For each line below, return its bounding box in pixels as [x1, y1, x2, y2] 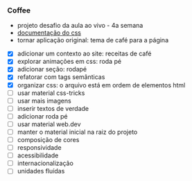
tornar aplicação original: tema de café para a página [17, 36, 168, 44]
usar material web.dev [17, 120, 81, 128]
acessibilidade [17, 151, 59, 160]
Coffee [7, 6, 31, 15]
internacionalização [17, 159, 74, 168]
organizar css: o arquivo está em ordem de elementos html [17, 80, 186, 89]
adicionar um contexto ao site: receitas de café [17, 49, 152, 58]
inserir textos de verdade [17, 104, 89, 112]
